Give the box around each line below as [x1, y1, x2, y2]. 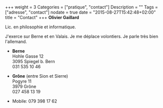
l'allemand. [5, 39, 27, 44]
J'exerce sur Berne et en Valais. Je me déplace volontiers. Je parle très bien [5, 34, 159, 39]
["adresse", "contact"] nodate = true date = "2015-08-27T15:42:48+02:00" [5, 9, 156, 15]
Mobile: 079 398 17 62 [12, 98, 57, 104]
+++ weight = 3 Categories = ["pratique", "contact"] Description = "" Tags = [5, 4, 158, 10]
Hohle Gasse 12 [12, 53, 44, 59]
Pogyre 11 [12, 78, 32, 84]
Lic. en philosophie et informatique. [5, 24, 76, 30]
